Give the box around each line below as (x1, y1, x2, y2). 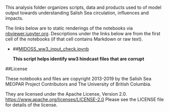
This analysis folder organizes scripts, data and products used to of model (5, 5, 162, 10)
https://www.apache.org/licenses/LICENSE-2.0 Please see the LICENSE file (5, 97, 164, 102)
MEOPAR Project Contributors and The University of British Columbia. (5, 81, 152, 87)
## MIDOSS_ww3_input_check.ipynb (12, 46, 89, 52)
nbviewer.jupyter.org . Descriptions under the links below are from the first (5, 31, 161, 36)
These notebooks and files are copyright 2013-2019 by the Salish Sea (5, 76, 152, 81)
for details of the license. (5, 102, 58, 108)
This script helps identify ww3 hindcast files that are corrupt (12, 56, 144, 62)
